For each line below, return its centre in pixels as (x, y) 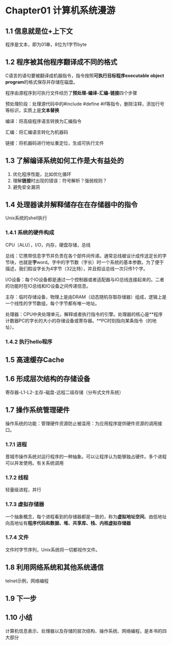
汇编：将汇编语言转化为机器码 (37, 132)
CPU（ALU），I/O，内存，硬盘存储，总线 (48, 245)
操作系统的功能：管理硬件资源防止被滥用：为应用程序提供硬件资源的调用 (81, 423)
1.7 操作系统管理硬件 (38, 410)
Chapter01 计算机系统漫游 (60, 11)
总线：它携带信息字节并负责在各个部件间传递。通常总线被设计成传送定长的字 (86, 255)
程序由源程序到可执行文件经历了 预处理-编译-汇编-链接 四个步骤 (71, 93)
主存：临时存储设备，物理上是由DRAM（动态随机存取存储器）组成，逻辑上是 (86, 297)
